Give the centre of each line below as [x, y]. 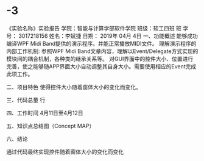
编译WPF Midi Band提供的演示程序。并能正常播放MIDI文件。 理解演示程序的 [101, 43]
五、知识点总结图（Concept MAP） [51, 126]
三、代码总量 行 [26, 100]
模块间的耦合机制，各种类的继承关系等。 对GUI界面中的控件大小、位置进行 [100, 59]
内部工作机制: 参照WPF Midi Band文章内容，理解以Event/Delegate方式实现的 [102, 51]
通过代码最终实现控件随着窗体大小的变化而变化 [65, 152]
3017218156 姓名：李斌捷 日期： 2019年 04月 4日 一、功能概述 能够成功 [108, 36]
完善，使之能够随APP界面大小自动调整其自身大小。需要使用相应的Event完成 [101, 66]
